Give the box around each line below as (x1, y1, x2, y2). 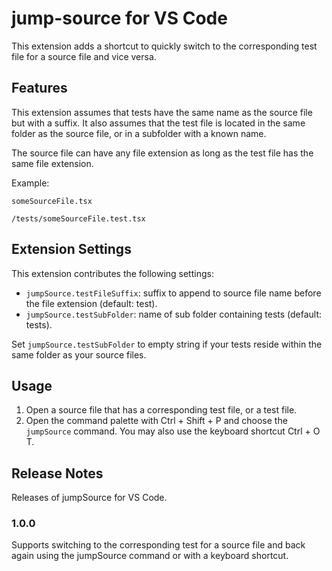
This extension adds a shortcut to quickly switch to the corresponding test (11, 40, 318, 52)
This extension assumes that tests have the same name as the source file (11, 106, 313, 118)
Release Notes (11, 465, 104, 482)
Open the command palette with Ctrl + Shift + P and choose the (25, 415, 288, 427)
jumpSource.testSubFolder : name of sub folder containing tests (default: (25, 308, 323, 320)
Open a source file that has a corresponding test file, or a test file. (25, 404, 298, 416)
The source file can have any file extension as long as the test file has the (11, 147, 314, 159)
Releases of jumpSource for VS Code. (11, 492, 168, 504)
